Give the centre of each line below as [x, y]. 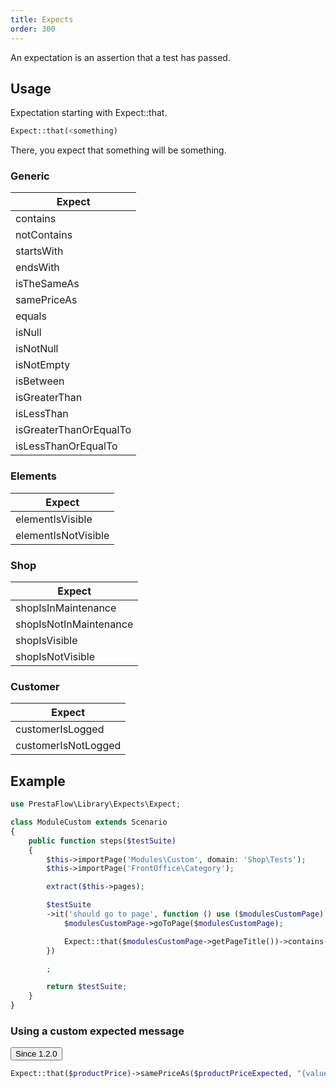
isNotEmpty [43, 365]
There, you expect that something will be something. [118, 150]
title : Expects [42, 19]
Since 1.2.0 [36, 1054]
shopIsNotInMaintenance [74, 624]
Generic [30, 176]
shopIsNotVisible [55, 657]
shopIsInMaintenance [66, 608]
